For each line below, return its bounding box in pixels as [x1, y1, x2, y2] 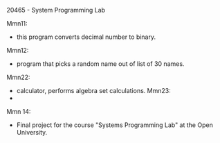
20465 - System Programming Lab [6, 6, 105, 14]
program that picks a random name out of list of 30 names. [16, 60, 185, 68]
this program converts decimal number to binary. [16, 33, 156, 41]
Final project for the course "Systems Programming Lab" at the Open [16, 121, 214, 129]
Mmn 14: [6, 108, 31, 115]
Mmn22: [6, 73, 30, 81]
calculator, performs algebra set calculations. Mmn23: [16, 87, 171, 94]
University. [16, 128, 48, 136]
